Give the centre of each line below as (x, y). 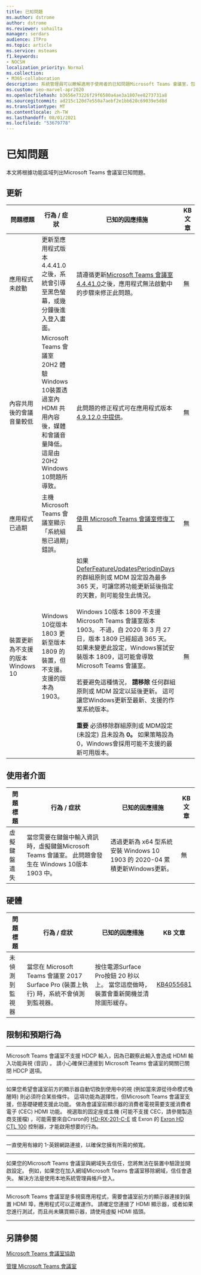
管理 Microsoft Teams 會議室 (42, 1266)
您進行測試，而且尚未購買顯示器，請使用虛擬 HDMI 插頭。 (77, 1211)
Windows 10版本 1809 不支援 (118, 612)
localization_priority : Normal (45, 67)
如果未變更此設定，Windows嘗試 (122, 648)
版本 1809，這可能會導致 (118, 657)
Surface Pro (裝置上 (54, 984)
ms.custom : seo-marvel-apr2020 (45, 90)
